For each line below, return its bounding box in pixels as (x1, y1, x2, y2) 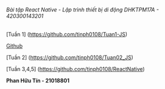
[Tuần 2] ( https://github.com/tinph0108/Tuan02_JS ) (6, 54, 133, 61)
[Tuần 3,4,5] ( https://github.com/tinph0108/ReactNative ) (6, 66, 145, 73)
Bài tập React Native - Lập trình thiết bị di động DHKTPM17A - (6, 6, 160, 13)
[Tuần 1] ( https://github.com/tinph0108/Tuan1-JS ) (6, 31, 127, 38)
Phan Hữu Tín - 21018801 (6, 77, 70, 84)
